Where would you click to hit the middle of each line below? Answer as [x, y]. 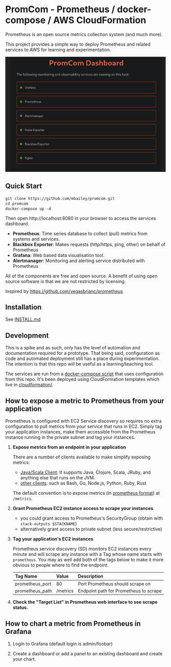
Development [27, 335]
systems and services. [36, 239]
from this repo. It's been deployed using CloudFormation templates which [82, 379]
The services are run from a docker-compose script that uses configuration [84, 374]
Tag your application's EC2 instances [53, 538]
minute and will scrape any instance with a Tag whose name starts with [87, 554]
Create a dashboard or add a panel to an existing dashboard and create [88, 654]
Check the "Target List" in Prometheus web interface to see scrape [85, 602]
